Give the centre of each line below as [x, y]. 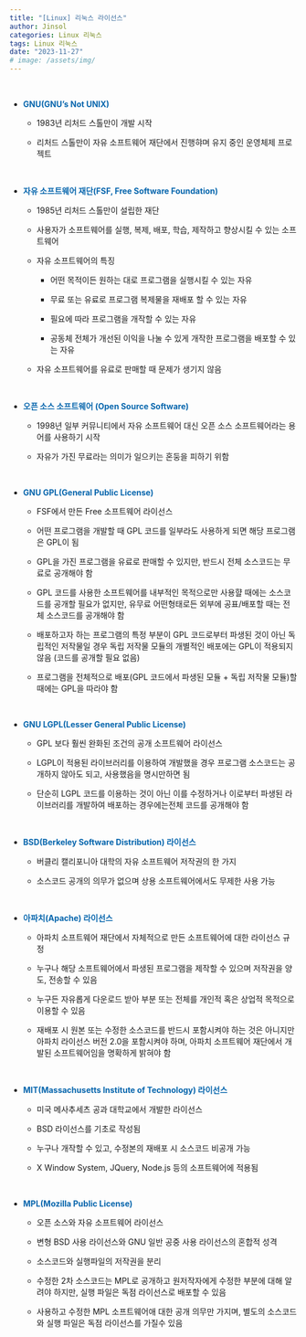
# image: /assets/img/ [53, 60]
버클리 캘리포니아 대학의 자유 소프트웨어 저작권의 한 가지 [137, 861]
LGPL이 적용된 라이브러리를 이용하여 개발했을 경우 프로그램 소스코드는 [161, 763]
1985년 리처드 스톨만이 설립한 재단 [98, 210]
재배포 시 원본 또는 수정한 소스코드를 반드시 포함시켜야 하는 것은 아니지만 [165, 1030]
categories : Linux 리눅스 [56, 35]
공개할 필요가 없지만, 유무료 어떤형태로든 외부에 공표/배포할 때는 [167, 604]
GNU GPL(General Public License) [88, 493]
